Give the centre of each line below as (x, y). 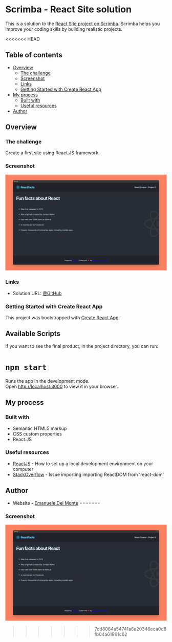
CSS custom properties (37, 433)
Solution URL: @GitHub (37, 293)
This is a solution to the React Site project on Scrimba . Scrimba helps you (83, 24)
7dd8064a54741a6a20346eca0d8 (131, 629)
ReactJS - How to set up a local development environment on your (83, 463)
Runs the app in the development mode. (47, 381)
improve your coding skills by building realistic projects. (64, 29)
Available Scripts (33, 334)
